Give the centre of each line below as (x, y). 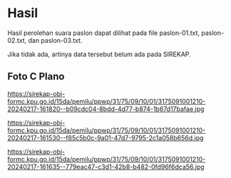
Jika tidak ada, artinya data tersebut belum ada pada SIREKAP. (99, 54)
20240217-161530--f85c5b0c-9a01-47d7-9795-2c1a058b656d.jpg (106, 137)
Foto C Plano (36, 77)
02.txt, (17, 40)
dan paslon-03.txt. (55, 40)
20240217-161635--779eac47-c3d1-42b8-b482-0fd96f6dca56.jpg (106, 167)
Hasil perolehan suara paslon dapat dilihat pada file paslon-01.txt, (104, 33)
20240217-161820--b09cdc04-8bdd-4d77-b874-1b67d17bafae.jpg (106, 109)
